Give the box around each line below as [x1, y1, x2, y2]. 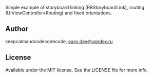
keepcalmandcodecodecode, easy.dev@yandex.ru [5, 38, 113, 44]
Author [5, 25, 28, 33]
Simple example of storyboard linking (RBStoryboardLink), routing [5, 5, 145, 10]
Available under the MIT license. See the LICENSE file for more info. [5, 67, 148, 73]
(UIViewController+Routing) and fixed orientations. [5, 10, 112, 16]
